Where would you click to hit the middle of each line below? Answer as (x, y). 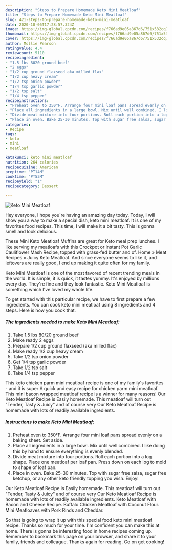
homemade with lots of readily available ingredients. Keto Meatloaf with (81, 499)
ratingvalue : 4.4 (24, 48)
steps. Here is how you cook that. (41, 310)
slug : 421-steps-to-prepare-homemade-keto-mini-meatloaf (67, 19)
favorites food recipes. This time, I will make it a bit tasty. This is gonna (80, 226)
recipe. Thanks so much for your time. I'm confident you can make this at (82, 525)
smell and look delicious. (31, 232)
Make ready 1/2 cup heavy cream (48, 351)
